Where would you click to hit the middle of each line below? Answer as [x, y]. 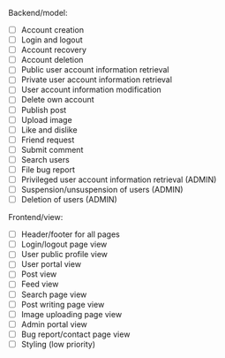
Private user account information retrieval [97, 80]
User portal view [51, 264]
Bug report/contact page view [75, 334]
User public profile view [64, 255]
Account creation [52, 30]
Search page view [54, 294]
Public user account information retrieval [95, 70]
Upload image [46, 119]
